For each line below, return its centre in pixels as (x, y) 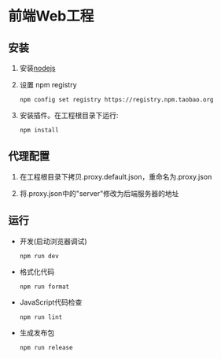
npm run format (44, 287)
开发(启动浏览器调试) (53, 241)
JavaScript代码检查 (51, 302)
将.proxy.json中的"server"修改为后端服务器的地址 (99, 193)
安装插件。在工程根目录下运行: (69, 115)
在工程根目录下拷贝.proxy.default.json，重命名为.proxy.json (116, 176)
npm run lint (41, 317)
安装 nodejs (37, 68)
